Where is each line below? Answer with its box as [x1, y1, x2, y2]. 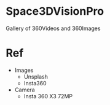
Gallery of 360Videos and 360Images [6, 25, 101, 32]
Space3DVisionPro [6, 4, 104, 18]
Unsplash [23, 72, 49, 80]
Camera [14, 86, 35, 93]
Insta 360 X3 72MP [23, 92, 73, 99]
